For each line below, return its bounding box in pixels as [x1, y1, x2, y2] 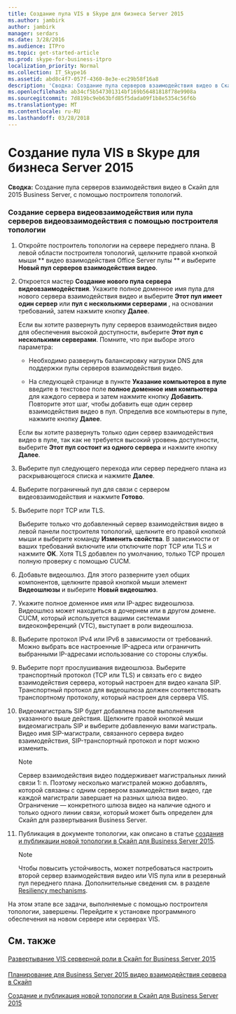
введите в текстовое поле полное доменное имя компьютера [28, 385, 218, 393]
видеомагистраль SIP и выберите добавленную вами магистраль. [18, 721, 218, 729]
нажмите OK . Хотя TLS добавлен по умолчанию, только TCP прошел [18, 549, 225, 558]
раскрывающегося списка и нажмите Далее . [18, 471, 155, 480]
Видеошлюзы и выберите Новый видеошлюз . [18, 585, 158, 594]
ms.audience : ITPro [8, 43, 65, 50]
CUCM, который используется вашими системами [18, 614, 170, 622]
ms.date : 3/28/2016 [8, 36, 65, 43]
